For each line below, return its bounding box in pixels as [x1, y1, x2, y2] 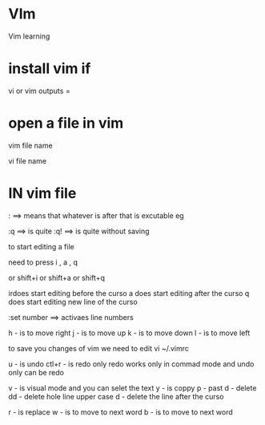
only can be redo [8, 367, 64, 377]
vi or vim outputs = [8, 86, 70, 95]
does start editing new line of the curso [8, 297, 138, 306]
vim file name [8, 140, 54, 150]
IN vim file [8, 184, 77, 202]
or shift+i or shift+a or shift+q [8, 273, 106, 282]
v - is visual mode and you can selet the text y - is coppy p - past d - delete [8, 382, 257, 393]
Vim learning [8, 31, 50, 41]
